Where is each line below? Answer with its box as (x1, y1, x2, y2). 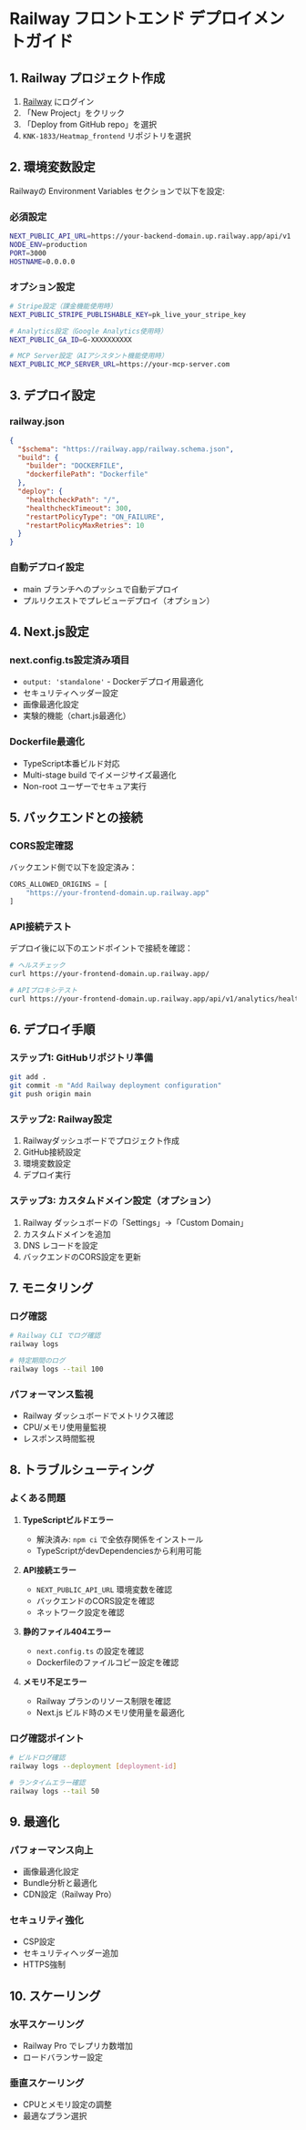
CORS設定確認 (9, 839, 74, 852)
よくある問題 (9, 1492, 66, 1505)
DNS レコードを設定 (22, 1240, 98, 1250)
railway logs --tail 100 (9, 1364, 104, 1374)
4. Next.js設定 (9, 623, 89, 639)
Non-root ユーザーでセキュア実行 (22, 780, 148, 791)
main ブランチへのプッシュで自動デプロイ (22, 583, 179, 594)
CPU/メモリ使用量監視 (22, 1422, 107, 1432)
